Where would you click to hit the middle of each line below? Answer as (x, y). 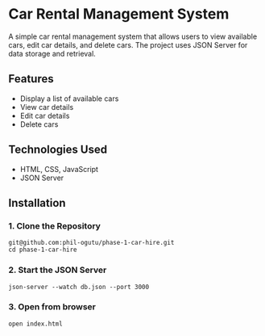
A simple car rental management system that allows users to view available (133, 36)
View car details (47, 107)
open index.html (35, 324)
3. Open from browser (52, 307)
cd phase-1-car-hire (43, 250)
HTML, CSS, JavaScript (59, 169)
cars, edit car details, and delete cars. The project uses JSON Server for (128, 44)
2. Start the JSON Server (58, 270)
